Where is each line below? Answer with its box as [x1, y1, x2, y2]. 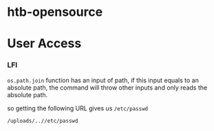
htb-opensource [7, 4, 103, 20]
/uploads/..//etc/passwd [7, 117, 78, 124]
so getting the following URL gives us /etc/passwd [7, 104, 149, 112]
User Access [7, 36, 82, 52]
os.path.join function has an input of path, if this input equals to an [7, 76, 200, 84]
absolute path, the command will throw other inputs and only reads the [7, 83, 208, 92]
